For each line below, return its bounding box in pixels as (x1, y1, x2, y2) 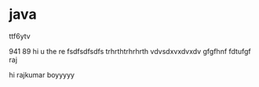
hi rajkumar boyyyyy (9, 70, 75, 79)
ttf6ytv (9, 31, 31, 41)
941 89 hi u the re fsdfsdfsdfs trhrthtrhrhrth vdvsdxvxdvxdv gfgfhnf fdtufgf (9, 46, 251, 56)
